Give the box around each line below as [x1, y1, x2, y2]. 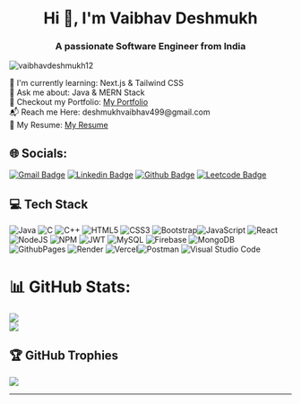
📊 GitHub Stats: [9, 277, 132, 297]
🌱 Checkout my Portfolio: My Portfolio [9, 97, 149, 107]
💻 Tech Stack [9, 196, 89, 211]
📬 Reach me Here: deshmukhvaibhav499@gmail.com [9, 107, 211, 117]
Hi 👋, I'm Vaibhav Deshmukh [43, 8, 258, 29]
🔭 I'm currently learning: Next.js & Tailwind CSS [9, 78, 184, 89]
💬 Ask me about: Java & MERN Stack [9, 87, 145, 98]
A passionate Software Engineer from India [55, 40, 246, 53]
